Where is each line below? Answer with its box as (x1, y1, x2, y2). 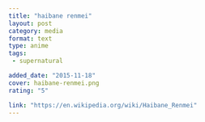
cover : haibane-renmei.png (8, 78, 100, 87)
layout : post (8, 19, 53, 27)
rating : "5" (8, 86, 49, 95)
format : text (8, 34, 53, 43)
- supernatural (11, 57, 63, 65)
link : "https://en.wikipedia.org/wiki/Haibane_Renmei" (8, 101, 198, 109)
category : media (8, 27, 63, 35)
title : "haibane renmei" (8, 11, 92, 20)
